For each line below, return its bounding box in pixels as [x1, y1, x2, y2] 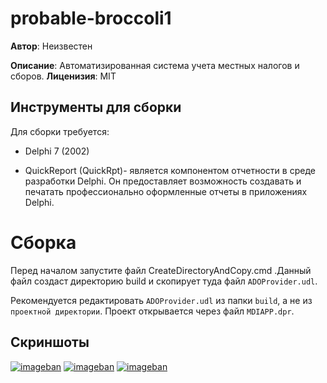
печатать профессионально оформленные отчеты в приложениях [24, 185, 308, 197]
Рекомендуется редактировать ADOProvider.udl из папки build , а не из [10, 294, 313, 306]
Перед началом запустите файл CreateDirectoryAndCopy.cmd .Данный [10, 264, 312, 276]
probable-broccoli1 [10, 7, 172, 30]
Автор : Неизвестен [10, 40, 93, 52]
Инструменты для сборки [10, 99, 182, 116]
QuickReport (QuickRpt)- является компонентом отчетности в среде [24, 164, 316, 176]
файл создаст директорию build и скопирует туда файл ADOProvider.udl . [10, 275, 318, 287]
